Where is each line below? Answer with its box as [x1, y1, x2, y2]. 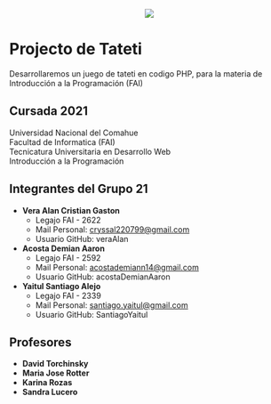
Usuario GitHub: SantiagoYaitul [35, 309, 148, 319]
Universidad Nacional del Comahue [9, 127, 139, 138]
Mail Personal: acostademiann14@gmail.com [35, 262, 200, 272]
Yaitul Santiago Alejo [21, 280, 101, 291]
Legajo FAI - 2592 [35, 252, 101, 263]
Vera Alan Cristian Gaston [21, 205, 120, 215]
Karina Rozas [21, 377, 73, 388]
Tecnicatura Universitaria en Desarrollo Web [9, 146, 171, 157]
